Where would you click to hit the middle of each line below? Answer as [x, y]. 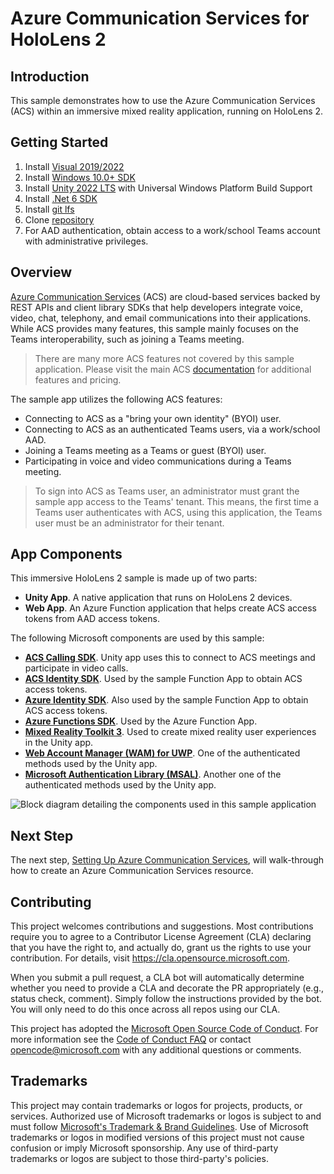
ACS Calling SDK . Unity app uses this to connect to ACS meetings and [170, 658]
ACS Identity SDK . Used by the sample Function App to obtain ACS [163, 679]
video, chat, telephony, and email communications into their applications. [161, 318]
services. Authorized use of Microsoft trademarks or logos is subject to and [166, 1116]
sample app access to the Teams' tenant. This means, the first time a [177, 501]
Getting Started [59, 142]
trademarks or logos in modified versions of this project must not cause [157, 1137]
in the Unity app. [59, 743]
